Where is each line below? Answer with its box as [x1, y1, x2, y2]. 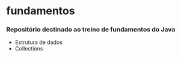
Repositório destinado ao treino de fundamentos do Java [6, 26, 176, 34]
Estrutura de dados [14, 39, 63, 46]
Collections [14, 45, 43, 52]
